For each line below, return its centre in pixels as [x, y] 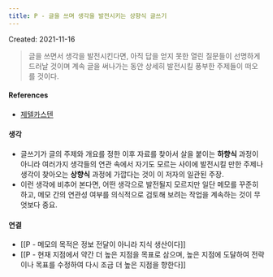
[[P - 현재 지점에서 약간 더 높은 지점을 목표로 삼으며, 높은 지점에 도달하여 [135, 255]
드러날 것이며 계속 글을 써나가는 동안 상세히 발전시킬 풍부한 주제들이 [136, 66]
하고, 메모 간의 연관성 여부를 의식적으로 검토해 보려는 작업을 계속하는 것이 [136, 195]
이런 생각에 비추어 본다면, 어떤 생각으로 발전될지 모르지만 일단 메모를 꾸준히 [139, 184]
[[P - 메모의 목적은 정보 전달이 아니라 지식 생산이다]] [103, 245]
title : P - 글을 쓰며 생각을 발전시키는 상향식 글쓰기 [88, 16]
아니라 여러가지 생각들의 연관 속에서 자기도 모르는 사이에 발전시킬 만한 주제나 [142, 164]
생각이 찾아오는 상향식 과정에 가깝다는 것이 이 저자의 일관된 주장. [122, 175]
